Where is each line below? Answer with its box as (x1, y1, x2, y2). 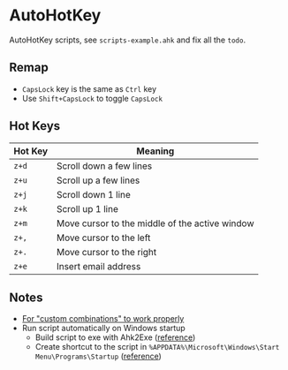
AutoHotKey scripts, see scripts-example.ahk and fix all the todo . (9, 34, 246, 45)
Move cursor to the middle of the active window (56, 217, 254, 230)
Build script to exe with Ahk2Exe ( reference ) (34, 332, 196, 343)
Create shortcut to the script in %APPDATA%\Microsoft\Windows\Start (34, 342, 280, 352)
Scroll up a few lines (56, 174, 140, 186)
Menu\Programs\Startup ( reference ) (34, 351, 162, 362)
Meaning (136, 145, 175, 157)
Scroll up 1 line (56, 202, 119, 215)
